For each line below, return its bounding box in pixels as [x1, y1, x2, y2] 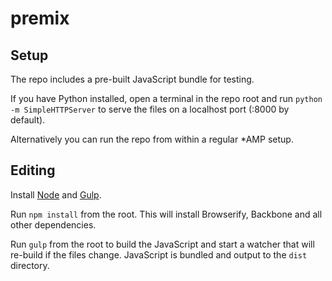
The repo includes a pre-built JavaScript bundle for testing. [10, 73, 255, 85]
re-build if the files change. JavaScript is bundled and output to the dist [10, 248, 308, 261]
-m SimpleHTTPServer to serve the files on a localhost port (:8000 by [10, 103, 290, 115]
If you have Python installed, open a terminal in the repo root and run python [10, 93, 323, 104]
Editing [10, 162, 56, 179]
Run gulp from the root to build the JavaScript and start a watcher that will [10, 238, 315, 250]
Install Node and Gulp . [10, 188, 102, 201]
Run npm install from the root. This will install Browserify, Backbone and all [10, 208, 323, 220]
